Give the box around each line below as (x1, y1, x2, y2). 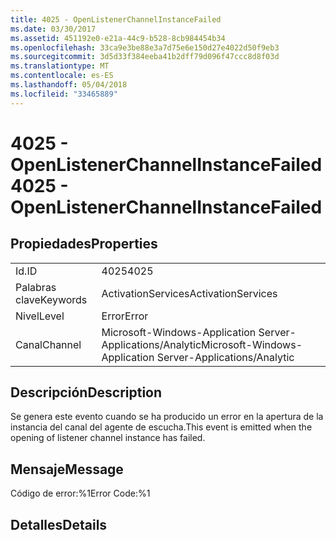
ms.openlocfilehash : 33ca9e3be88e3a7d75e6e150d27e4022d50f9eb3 (10, 42, 280, 53)
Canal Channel (15, 337, 82, 351)
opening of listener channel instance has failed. (10, 432, 206, 444)
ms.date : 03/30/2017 (10, 24, 97, 34)
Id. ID (15, 264, 38, 278)
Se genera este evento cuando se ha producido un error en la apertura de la (10, 411, 324, 423)
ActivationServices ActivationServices (101, 286, 278, 300)
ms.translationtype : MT (10, 61, 110, 71)
